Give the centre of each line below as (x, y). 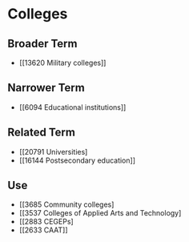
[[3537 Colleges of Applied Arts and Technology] (100, 213)
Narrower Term (46, 88)
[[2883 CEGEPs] (46, 222)
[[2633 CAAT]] (43, 230)
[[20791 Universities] (53, 151)
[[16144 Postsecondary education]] (77, 160)
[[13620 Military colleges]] (62, 63)
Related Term (41, 133)
